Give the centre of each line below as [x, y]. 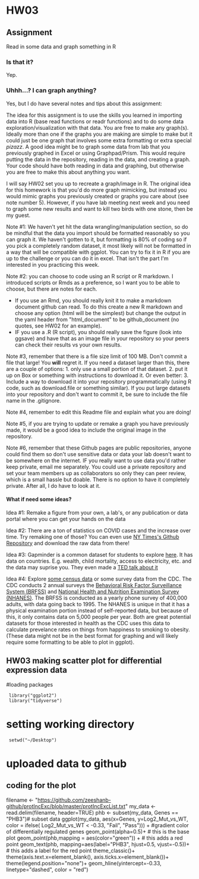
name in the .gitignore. [34, 400]
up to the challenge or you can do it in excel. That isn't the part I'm [87, 258]
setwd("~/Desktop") [33, 740]
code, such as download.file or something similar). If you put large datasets [98, 388]
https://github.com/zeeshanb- [75, 800]
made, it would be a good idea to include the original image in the [86, 430]
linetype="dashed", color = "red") [47, 869]
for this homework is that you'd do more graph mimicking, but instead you [97, 190]
